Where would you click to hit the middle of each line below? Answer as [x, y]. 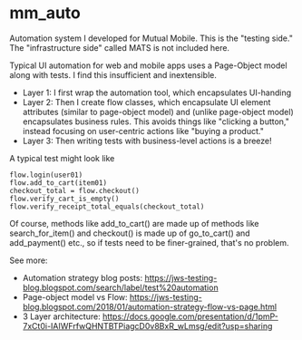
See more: [29, 260]
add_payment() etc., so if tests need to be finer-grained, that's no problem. [149, 242]
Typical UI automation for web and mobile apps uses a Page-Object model [148, 65]
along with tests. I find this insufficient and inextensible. [113, 74]
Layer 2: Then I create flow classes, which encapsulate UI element [146, 102]
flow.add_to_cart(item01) [58, 183]
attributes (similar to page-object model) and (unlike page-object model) [158, 112]
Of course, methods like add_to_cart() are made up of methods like [134, 223]
